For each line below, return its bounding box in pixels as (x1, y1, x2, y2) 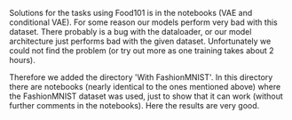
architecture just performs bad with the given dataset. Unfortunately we (9, 36, 272, 46)
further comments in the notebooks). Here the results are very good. (9, 100, 260, 110)
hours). (9, 55, 36, 65)
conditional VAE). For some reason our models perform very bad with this (9, 17, 278, 28)
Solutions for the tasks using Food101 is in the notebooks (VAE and (9, 8, 253, 18)
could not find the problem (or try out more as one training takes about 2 (9, 45, 274, 56)
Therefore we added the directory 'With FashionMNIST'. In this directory (9, 72, 273, 83)
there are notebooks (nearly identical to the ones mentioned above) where (9, 82, 281, 92)
